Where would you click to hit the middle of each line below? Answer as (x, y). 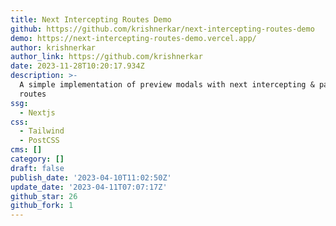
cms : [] (26, 150)
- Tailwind (42, 131)
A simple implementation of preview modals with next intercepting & (167, 85)
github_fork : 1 (42, 206)
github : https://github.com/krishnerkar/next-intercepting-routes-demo (162, 29)
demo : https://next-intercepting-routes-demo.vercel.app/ (133, 38)
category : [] (37, 159)
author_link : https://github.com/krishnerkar (106, 57)
